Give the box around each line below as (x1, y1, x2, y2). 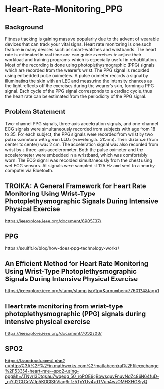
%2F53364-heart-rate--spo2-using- (5, 368, 79, 374)
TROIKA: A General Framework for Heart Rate (5, 182, 146, 190)
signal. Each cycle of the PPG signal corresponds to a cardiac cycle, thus (5, 88, 153, 94)
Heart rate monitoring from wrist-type (5, 302, 123, 310)
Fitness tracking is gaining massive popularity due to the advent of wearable (5, 36, 159, 42)
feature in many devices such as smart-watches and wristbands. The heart (5, 47, 157, 52)
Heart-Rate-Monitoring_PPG (5, 3, 123, 15)
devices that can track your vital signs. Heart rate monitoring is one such (5, 41, 152, 47)
